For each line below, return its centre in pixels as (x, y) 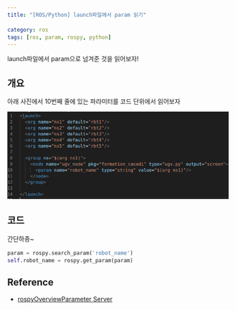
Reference (31, 282)
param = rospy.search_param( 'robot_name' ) (70, 253)
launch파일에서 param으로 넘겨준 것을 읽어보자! (73, 59)
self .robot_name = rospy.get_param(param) (70, 260)
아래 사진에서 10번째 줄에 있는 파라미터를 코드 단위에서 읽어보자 (94, 101)
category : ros (28, 30)
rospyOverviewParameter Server (65, 299)
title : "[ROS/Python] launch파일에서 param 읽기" (77, 15)
